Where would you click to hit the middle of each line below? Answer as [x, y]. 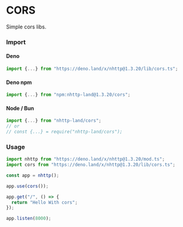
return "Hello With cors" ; [45, 202]
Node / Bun [20, 108]
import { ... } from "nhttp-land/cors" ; [54, 121]
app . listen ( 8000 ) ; [29, 219]
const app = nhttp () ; [33, 175]
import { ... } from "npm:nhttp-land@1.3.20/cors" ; [68, 95]
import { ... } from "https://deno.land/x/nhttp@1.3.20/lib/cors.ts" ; [92, 69]
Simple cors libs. [26, 27]
